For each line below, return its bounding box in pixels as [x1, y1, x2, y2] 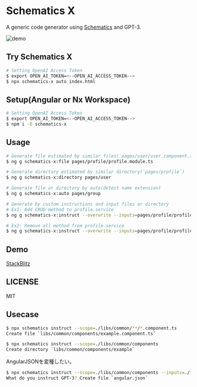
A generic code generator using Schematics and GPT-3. [6, 23, 142, 31]
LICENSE [6, 277, 39, 287]
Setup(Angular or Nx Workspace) [6, 95, 131, 105]
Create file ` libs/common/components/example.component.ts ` [6, 331, 157, 336]
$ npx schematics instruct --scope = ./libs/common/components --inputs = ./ [6, 370, 191, 376]
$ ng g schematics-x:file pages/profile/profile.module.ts [6, 159, 154, 164]
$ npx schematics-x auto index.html [6, 78, 96, 85]
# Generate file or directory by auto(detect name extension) [6, 185, 161, 191]
